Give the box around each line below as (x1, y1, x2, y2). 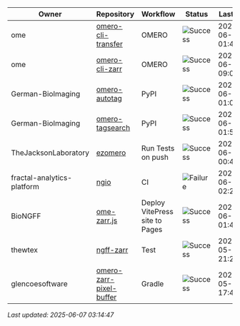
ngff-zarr (96, 245, 129, 255)
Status (185, 9, 209, 19)
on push (141, 153, 169, 162)
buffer (96, 292, 117, 302)
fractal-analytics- (11, 173, 73, 183)
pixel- (96, 283, 117, 293)
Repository (96, 9, 134, 19)
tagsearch (96, 123, 131, 133)
